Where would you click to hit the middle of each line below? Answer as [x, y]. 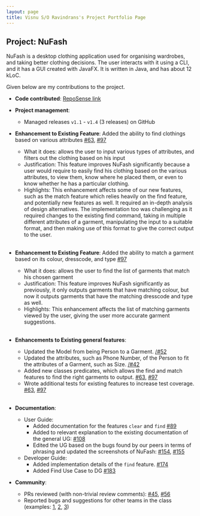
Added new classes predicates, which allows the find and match [103, 371]
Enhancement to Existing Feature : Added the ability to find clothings [100, 134]
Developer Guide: [45, 458]
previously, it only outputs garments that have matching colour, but [106, 290]
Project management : [42, 110]
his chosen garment [49, 277]
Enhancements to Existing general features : [71, 340]
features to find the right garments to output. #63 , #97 [91, 377]
